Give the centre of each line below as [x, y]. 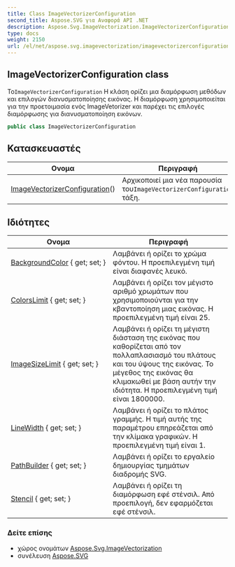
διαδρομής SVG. [140, 475]
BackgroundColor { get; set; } [58, 262]
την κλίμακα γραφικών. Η [155, 437]
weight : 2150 [26, 40]
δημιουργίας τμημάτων [151, 465]
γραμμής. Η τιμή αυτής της [157, 419]
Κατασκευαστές [44, 149]
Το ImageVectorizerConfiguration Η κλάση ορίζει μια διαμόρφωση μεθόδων [116, 91]
